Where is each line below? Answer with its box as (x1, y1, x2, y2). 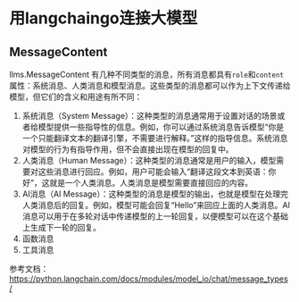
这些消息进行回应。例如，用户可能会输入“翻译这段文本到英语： (37, 166, 269, 177)
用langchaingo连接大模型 (9, 8, 198, 29)
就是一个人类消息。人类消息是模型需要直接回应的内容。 (48, 178, 253, 188)
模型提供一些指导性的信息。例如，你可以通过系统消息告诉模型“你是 (37, 122, 284, 132)
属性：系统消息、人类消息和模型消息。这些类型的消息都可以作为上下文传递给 (9, 80, 291, 90)
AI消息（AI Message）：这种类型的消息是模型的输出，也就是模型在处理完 (21, 189, 288, 199)
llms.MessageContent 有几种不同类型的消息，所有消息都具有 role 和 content (9, 69, 284, 80)
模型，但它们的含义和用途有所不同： (9, 91, 143, 102)
